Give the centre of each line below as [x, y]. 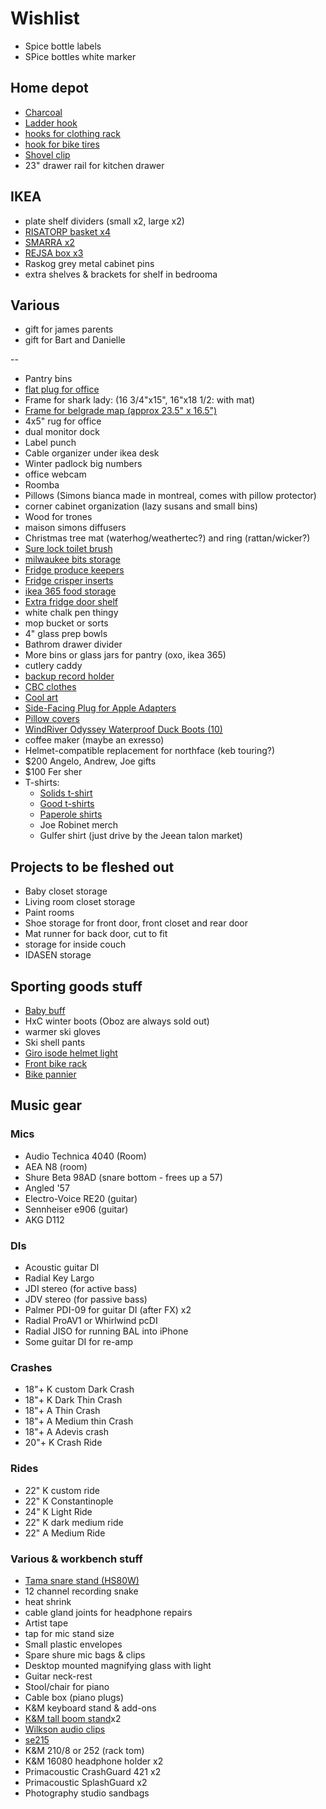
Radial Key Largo [59, 1278]
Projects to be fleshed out [92, 867]
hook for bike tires [62, 144]
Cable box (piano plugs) [74, 1697]
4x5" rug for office [63, 421]
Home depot [49, 88]
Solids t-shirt [66, 793]
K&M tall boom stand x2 [73, 1718]
